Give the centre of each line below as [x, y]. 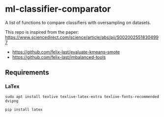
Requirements [27, 73]
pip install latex [24, 109]
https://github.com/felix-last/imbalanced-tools [59, 57]
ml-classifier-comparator [58, 9]
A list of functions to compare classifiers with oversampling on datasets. [78, 23]
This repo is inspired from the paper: [42, 32]
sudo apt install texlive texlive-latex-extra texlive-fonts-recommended [82, 96]
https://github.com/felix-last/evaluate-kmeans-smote [66, 52]
